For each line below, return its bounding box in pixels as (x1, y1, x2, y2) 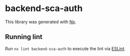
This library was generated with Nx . (5, 19, 76, 25)
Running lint (5, 33, 43, 41)
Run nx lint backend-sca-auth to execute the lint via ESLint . (5, 45, 126, 51)
